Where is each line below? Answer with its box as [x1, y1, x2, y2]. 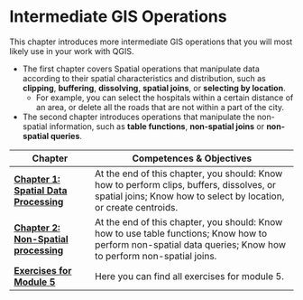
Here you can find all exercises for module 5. [94, 269, 284, 282]
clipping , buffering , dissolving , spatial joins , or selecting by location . [22, 82, 286, 93]
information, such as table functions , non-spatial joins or [49, 120, 264, 132]
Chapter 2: [14, 221, 60, 234]
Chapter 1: [14, 173, 60, 185]
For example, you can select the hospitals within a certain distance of [35, 92, 294, 103]
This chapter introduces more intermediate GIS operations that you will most [9, 36, 293, 47]
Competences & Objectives [132, 152, 252, 164]
